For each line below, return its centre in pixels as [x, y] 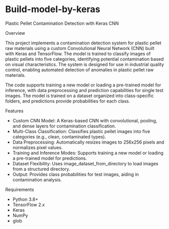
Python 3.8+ [25, 199]
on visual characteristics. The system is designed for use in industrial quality [85, 64]
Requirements [20, 189]
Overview [15, 33]
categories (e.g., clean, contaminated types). [59, 136]
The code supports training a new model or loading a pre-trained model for [83, 85]
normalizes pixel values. [38, 147]
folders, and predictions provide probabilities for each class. [68, 101]
